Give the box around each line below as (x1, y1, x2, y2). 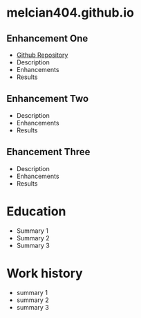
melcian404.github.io (6, 5, 134, 21)
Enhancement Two (6, 93, 89, 105)
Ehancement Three (6, 146, 91, 158)
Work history (6, 265, 84, 281)
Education (6, 203, 66, 219)
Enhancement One (6, 33, 88, 44)
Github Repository (16, 51, 68, 59)
